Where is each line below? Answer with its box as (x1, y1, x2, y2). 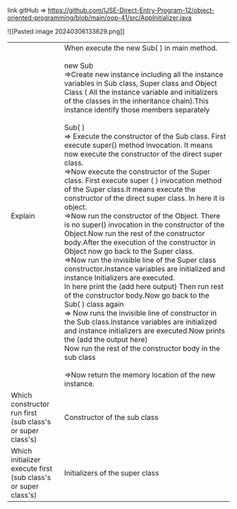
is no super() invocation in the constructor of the (64, 220, 225, 229)
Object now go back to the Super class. (64, 247, 195, 256)
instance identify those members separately (64, 105, 210, 115)
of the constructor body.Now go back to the (64, 291, 209, 300)
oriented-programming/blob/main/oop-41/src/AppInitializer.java (7, 13, 192, 22)
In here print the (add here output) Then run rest (64, 282, 224, 291)
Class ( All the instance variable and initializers (64, 88, 219, 97)
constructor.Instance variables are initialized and (64, 264, 226, 274)
